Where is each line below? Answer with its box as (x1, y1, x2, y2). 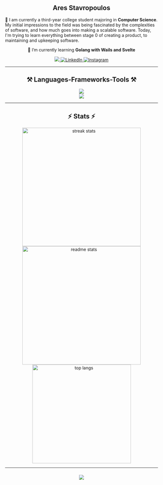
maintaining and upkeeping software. (5, 37, 79, 43)
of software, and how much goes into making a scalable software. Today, (5, 27, 151, 33)
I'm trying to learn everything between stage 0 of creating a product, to (5, 32, 147, 38)
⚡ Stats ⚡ (67, 112, 96, 121)
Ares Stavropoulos (52, 4, 111, 12)
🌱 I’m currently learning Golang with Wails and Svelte (27, 47, 136, 52)
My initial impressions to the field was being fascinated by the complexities (5, 22, 155, 28)
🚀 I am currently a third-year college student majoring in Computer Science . (5, 17, 158, 22)
